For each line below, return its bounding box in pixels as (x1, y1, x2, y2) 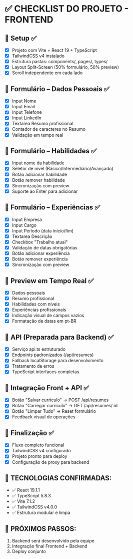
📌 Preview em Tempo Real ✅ (4, 276, 94, 285)
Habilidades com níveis (11, 301, 60, 307)
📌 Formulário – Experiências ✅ (4, 203, 100, 212)
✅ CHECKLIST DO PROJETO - (4, 3, 128, 15)
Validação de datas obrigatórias (11, 244, 78, 250)
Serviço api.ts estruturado (11, 346, 66, 352)
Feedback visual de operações (11, 414, 75, 420)
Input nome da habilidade (11, 160, 64, 166)
